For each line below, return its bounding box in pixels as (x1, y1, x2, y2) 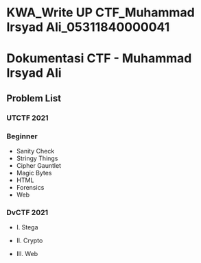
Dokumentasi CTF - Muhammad (6, 51, 192, 66)
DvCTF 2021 (6, 208, 49, 217)
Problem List (6, 92, 62, 104)
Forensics (16, 183, 45, 191)
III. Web (16, 250, 38, 258)
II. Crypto (16, 236, 43, 245)
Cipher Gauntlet (16, 161, 62, 169)
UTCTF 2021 (6, 113, 49, 123)
